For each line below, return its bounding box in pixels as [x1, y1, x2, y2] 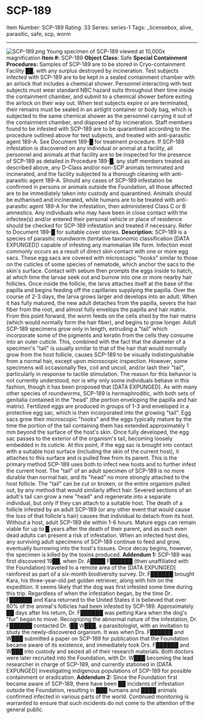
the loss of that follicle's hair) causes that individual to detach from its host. [6, 512, 194, 519]
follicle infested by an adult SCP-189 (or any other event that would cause [6, 505, 191, 513]
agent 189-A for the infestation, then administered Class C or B [29, 202, 186, 210]
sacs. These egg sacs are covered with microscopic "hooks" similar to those [6, 254, 199, 261]
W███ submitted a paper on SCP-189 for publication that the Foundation [6, 635, 189, 642]
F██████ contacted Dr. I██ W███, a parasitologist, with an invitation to [6, 622, 189, 629]
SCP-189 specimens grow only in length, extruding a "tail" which [6, 325, 168, 332]
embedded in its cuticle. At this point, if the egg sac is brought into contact [6, 441, 193, 448]
